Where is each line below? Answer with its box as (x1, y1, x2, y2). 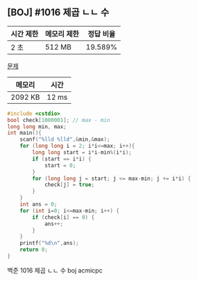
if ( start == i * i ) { (32, 155, 92, 162)
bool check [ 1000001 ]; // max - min (7, 116, 110, 123)
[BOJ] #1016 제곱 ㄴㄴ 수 (7, 6, 110, 19)
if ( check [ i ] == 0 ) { (32, 213, 95, 221)
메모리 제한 (44, 29, 80, 38)
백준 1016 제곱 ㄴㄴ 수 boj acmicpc (7, 266, 103, 274)
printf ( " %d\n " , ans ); (19, 240, 79, 247)
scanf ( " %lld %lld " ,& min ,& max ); (19, 136, 110, 143)
